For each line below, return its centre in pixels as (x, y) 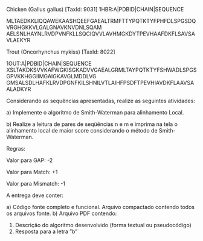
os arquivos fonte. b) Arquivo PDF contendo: (62, 213)
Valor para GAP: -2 (30, 160)
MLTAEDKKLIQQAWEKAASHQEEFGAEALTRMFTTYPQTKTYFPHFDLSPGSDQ (101, 21)
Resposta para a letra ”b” (46, 231)
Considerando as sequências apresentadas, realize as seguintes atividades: (101, 101)
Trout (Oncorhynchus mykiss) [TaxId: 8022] (61, 52)
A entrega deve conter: (35, 195)
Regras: (16, 149)
